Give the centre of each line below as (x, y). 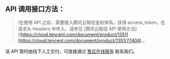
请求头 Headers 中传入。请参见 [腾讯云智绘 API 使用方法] (77, 28)
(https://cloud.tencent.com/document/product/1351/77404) (80, 40)
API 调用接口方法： (35, 9)
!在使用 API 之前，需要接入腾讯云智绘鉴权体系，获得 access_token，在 (91, 22)
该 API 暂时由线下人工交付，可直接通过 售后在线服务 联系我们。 (72, 51)
